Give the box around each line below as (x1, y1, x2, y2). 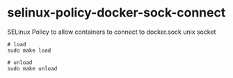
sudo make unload (7, 65, 58, 72)
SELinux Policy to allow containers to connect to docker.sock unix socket (7, 28, 216, 36)
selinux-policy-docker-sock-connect (7, 5, 226, 21)
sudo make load (7, 47, 51, 54)
